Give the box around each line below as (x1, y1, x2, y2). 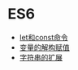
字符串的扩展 (19, 52, 63, 62)
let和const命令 (19, 32, 68, 42)
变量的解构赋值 (19, 42, 70, 52)
